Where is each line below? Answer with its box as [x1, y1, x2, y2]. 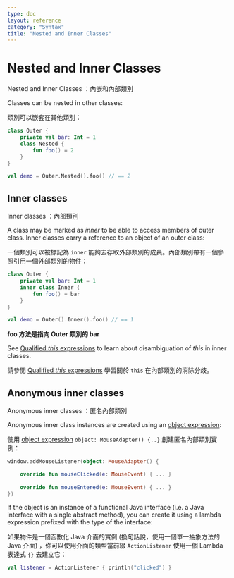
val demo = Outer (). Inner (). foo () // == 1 [7, 316, 134, 324]
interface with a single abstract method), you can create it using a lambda [7, 510, 221, 519]
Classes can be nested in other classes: [7, 99, 123, 107]
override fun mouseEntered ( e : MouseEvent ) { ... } [20, 484, 172, 491]
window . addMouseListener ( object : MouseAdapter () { [7, 458, 159, 465]
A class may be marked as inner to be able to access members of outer [7, 226, 215, 235]
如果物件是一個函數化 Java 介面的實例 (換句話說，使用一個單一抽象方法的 [7, 533, 221, 541]
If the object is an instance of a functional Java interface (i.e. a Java [7, 503, 204, 512]
